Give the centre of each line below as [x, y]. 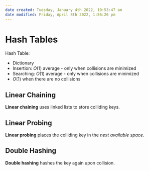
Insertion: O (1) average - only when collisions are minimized [74, 68]
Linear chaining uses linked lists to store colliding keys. [63, 107]
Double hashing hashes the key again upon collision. [60, 163]
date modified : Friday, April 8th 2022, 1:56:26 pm [60, 15]
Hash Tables [32, 39]
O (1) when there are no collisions [46, 79]
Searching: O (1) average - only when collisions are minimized [76, 74]
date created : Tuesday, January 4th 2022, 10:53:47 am [64, 10]
